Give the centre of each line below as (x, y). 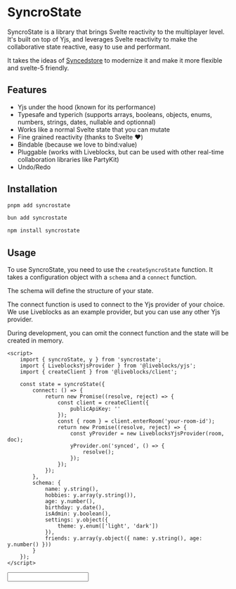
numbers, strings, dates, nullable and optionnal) (86, 122)
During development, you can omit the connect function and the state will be (118, 333)
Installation (32, 189)
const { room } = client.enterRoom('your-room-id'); (136, 421)
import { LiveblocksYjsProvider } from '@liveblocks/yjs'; (108, 366)
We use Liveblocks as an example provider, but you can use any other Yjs (114, 312)
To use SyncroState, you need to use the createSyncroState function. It (110, 269)
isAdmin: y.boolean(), (78, 514)
